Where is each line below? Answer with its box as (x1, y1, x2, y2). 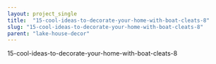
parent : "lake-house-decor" (7, 30, 90, 37)
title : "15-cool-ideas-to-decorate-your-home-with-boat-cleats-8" (7, 17, 210, 24)
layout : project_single (7, 10, 78, 18)
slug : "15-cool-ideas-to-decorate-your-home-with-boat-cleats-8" (7, 23, 203, 30)
